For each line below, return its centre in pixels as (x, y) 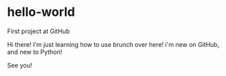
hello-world (41, 12)
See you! (20, 65)
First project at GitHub (39, 31)
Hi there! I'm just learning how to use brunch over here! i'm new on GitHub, (113, 44)
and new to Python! (35, 52)
